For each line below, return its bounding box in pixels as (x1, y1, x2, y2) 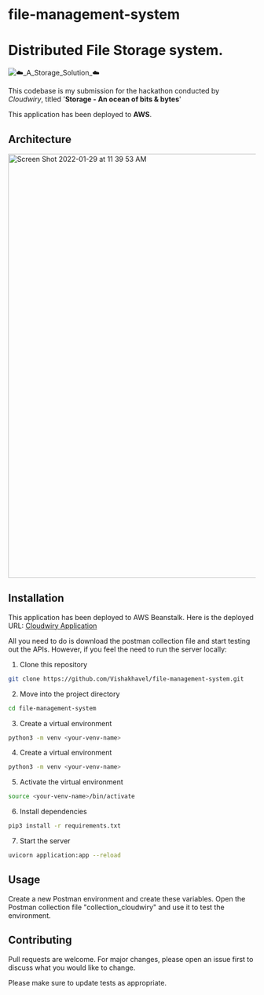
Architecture (8, 132, 72, 146)
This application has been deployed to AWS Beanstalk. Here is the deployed (8, 612, 254, 622)
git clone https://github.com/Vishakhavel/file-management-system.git (8, 674, 244, 683)
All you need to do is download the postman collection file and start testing (8, 636, 251, 645)
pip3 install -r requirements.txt (8, 822, 122, 830)
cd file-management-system (8, 704, 97, 712)
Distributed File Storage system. (8, 42, 224, 60)
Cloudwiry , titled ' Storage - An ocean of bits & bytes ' (8, 94, 182, 104)
